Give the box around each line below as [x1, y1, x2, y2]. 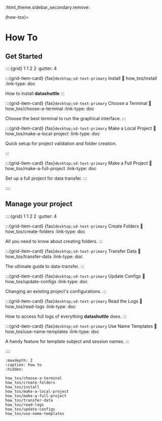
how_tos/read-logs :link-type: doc [5, 303, 76, 310]
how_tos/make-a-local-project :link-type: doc [5, 131, 100, 136]
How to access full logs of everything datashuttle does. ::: [5, 313, 127, 319]
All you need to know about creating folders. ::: [5, 238, 103, 244]
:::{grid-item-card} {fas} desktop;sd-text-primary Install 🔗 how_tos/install [5, 75, 157, 81]
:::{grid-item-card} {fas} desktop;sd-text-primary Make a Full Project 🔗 [5, 160, 152, 166]
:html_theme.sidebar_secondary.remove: [5, 5, 90, 10]
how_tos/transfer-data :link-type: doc [5, 253, 83, 259]
